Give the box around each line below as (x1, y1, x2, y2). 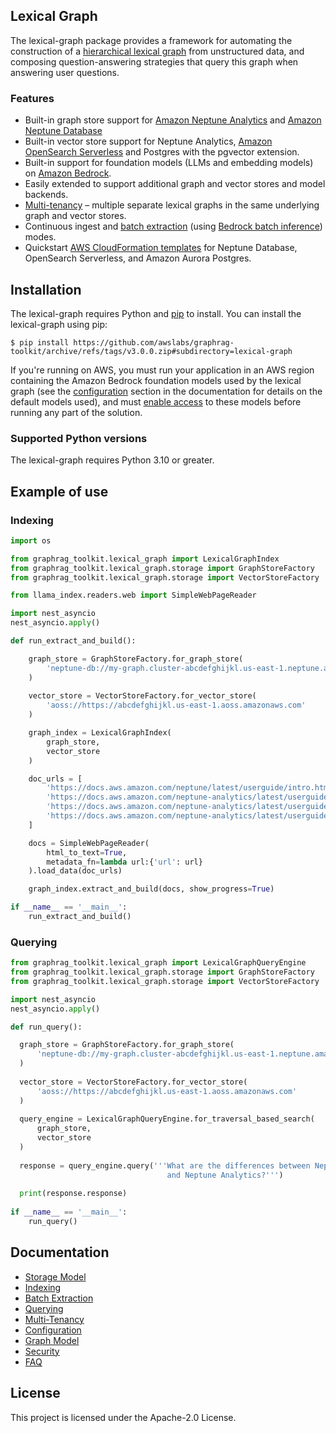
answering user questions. (10, 66, 120, 78)
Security (24, 1345, 60, 1357)
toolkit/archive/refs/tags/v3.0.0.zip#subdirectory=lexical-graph (10, 346, 293, 356)
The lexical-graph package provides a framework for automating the (10, 34, 293, 46)
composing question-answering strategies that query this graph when (10, 55, 299, 68)
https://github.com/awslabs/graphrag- (73, 337, 235, 348)
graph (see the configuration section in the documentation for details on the (10, 385, 323, 397)
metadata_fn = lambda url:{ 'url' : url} (46, 857, 203, 867)
